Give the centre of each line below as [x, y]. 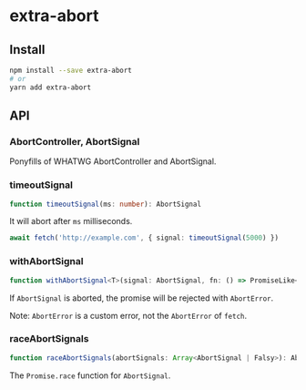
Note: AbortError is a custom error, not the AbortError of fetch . [128, 315]
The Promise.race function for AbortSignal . [90, 375]
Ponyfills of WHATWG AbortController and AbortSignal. [113, 161]
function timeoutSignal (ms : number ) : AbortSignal [106, 204]
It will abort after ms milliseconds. [71, 221]
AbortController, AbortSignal [75, 141]
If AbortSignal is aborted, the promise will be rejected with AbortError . [142, 298]
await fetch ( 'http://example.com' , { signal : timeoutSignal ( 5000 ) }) [144, 238]
